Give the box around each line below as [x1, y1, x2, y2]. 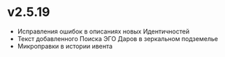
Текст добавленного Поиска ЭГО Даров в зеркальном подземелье [17, 34, 219, 42]
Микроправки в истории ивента [17, 42, 113, 50]
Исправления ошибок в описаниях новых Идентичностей [17, 27, 190, 35]
